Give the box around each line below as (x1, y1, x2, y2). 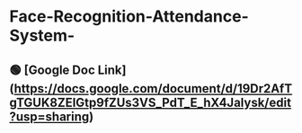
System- (9, 25, 75, 46)
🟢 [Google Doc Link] (9, 62, 127, 77)
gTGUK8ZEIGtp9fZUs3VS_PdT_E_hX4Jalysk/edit (9, 94, 292, 110)
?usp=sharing (9, 109, 90, 124)
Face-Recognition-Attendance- (9, 6, 249, 27)
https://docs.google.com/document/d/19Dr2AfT (13, 81, 293, 96)
